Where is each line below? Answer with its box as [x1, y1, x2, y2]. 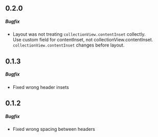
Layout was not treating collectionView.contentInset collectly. [12, 31, 146, 37]
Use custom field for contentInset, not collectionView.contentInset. [12, 37, 153, 43]
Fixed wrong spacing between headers [12, 126, 96, 132]
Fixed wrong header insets [12, 84, 69, 90]
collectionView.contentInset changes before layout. [12, 42, 125, 48]
